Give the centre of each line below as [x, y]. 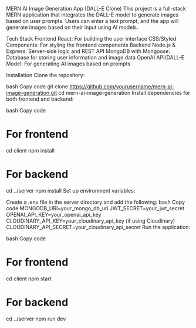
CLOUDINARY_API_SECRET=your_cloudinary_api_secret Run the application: [98, 227]
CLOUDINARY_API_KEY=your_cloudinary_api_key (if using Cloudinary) [91, 221]
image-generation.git [32, 93]
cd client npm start [29, 279]
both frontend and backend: [40, 99]
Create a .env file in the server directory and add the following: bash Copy [96, 202]
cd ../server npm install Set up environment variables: [71, 190]
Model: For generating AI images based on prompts [68, 64]
